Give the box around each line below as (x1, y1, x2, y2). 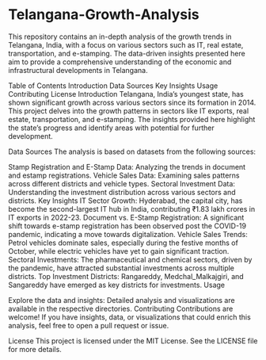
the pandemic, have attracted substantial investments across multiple (8, 263, 235, 273)
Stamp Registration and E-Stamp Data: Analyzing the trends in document (8, 162, 246, 171)
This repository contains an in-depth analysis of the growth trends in (8, 32, 232, 41)
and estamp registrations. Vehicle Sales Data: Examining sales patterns (8, 170, 240, 180)
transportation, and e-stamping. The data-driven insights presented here (8, 48, 245, 58)
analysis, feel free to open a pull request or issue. (8, 320, 169, 330)
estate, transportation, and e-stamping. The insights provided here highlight (8, 114, 256, 124)
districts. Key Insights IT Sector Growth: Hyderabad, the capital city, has (8, 196, 243, 205)
